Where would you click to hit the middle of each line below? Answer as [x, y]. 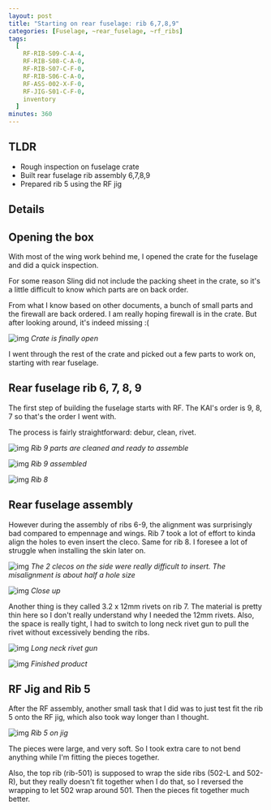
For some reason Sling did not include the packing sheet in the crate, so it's [135, 281]
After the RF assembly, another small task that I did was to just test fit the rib [136, 708]
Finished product [59, 664]
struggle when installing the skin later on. [77, 550]
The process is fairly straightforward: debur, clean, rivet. [102, 432]
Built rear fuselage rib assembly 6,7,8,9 [85, 175]
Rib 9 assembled [59, 463]
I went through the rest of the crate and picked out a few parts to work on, [132, 354]
